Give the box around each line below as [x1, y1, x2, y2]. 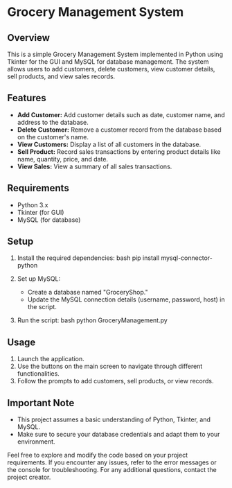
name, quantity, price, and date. [17, 155, 109, 163]
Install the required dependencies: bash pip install [17, 254, 160, 262]
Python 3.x [17, 200, 48, 209]
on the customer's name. [17, 132, 89, 141]
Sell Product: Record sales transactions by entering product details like [17, 147, 221, 156]
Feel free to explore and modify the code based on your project [7, 451, 188, 460]
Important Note [7, 397, 75, 409]
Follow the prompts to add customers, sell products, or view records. [17, 377, 214, 385]
